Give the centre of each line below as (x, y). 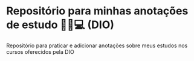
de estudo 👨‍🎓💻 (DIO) (60, 25)
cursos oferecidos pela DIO (40, 51)
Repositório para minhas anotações (97, 11)
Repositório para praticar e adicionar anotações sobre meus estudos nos (97, 45)
